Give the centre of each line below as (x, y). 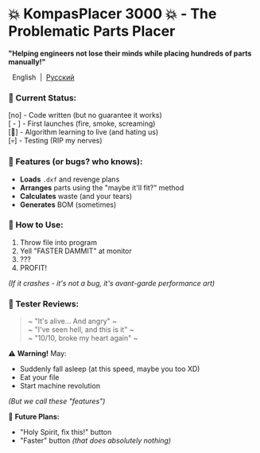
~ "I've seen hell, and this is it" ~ (81, 330)
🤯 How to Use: (36, 225)
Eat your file (39, 377)
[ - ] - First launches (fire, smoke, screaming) (82, 123)
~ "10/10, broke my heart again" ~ (83, 338)
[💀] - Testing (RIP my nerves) (55, 141)
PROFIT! (33, 268)
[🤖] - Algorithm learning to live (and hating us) (83, 132)
